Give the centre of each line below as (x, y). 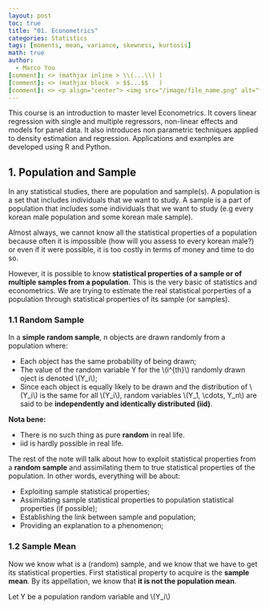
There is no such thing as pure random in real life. (102, 435)
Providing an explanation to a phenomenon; (92, 526)
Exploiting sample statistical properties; (85, 492)
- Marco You (36, 68)
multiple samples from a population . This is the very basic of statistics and (133, 282)
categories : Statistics (48, 38)
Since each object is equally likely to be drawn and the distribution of (134, 387)
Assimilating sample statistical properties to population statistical (127, 500)
